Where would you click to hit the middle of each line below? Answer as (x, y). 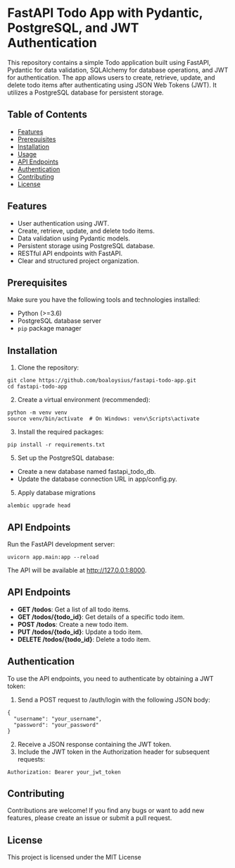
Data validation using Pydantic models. (74, 238)
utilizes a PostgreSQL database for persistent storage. (85, 92)
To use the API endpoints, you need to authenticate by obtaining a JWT (110, 678)
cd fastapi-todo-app (38, 387)
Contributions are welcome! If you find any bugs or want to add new (106, 811)
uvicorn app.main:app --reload (53, 557)
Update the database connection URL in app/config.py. (97, 479)
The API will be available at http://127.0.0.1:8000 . (77, 570)
